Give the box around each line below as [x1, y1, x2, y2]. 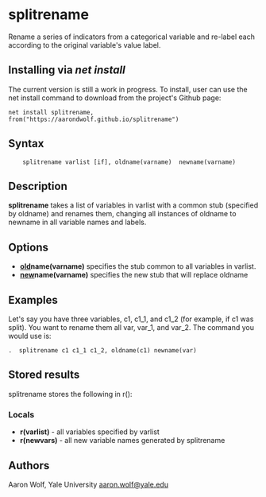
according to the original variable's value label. [8, 40, 161, 49]
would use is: [8, 332, 52, 340]
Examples [8, 293, 58, 307]
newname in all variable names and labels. [8, 217, 147, 227]
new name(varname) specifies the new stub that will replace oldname [19, 270, 249, 280]
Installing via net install [8, 64, 125, 77]
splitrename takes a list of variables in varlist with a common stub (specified [8, 200, 259, 210]
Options [8, 240, 49, 254]
